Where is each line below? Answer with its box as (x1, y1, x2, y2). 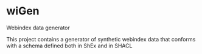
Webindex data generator (6, 24, 70, 31)
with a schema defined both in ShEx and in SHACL (6, 42, 133, 49)
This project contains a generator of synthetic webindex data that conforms (6, 35, 196, 43)
